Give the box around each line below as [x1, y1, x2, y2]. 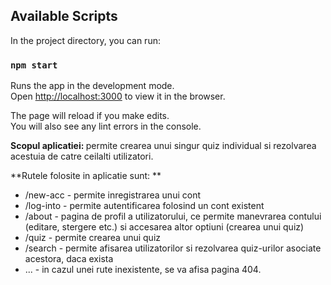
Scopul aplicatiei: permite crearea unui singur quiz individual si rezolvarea [10, 140, 317, 152]
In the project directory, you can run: [10, 34, 161, 46]
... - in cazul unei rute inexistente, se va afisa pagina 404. [24, 264, 262, 276]
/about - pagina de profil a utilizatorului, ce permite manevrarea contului [24, 210, 322, 223]
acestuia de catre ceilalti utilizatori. [10, 150, 154, 163]
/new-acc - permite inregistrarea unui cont [24, 189, 201, 201]
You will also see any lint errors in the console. [10, 120, 202, 133]
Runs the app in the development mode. [10, 80, 175, 92]
